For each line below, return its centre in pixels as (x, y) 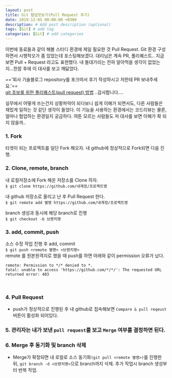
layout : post (19, 10)
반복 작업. (28, 370)
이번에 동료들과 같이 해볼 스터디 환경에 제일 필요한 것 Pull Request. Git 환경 (81, 49)
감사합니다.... (110, 92)
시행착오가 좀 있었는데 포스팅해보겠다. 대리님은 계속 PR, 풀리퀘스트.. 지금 (91, 56)
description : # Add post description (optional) (58, 24)
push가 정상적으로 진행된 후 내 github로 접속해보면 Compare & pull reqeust (90, 309)
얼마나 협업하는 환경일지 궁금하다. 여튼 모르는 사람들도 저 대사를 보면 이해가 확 (83, 116)
